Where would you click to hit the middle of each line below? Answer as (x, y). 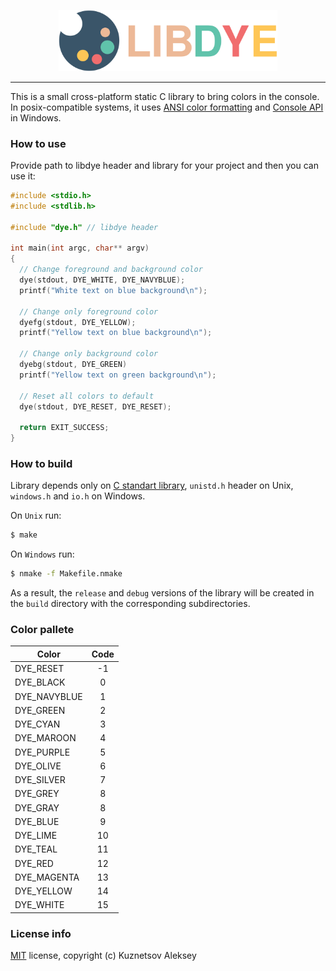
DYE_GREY (37, 794)
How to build (41, 463)
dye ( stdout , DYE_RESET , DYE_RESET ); (95, 406)
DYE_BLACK (40, 682)
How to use (38, 143)
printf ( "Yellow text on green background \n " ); (118, 375)
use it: (23, 176)
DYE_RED (34, 863)
